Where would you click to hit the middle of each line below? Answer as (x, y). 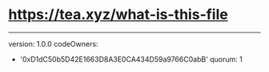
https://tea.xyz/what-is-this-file (118, 15)
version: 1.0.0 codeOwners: (53, 44)
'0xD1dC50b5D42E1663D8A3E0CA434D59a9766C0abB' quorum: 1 (131, 59)
